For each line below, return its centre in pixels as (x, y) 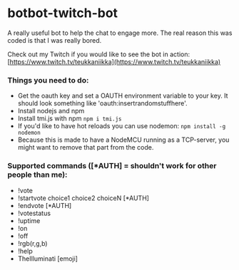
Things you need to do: (48, 80)
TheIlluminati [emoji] (48, 259)
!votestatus (34, 213)
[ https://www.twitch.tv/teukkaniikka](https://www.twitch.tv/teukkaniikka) (114, 61)
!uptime (29, 220)
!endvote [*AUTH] (45, 205)
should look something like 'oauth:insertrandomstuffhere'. (102, 103)
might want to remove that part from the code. (86, 147)
